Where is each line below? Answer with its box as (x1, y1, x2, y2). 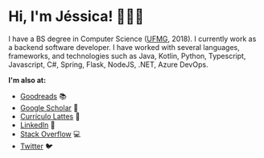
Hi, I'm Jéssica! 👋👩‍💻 (8, 7, 145, 26)
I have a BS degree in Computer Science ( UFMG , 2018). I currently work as (8, 34, 257, 44)
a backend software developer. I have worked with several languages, (8, 42, 240, 52)
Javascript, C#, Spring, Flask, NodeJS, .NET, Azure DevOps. (8, 60, 208, 69)
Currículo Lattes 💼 (19, 111, 80, 121)
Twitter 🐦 (19, 141, 54, 151)
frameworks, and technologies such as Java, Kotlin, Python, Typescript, (8, 51, 246, 60)
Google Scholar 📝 (19, 102, 79, 112)
